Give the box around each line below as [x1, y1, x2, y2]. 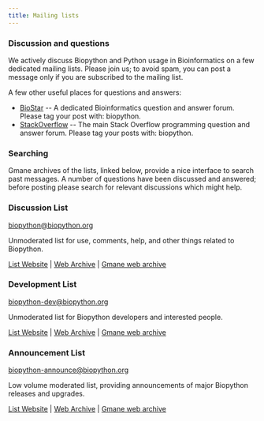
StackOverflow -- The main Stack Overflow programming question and [19, 119, 251, 129]
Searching [8, 148, 49, 159]
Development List [8, 279, 77, 290]
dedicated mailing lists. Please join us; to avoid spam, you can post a [8, 64, 231, 73]
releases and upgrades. [8, 389, 85, 399]
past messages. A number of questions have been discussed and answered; [8, 175, 257, 184]
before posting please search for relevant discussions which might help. [8, 182, 243, 192]
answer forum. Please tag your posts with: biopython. [19, 128, 194, 137]
